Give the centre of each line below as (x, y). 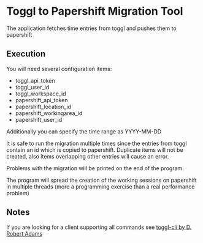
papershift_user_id (39, 119)
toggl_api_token (35, 80)
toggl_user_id (32, 87)
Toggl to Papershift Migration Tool (95, 11)
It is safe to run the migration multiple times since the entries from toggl (97, 143)
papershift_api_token (41, 100)
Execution (26, 54)
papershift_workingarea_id (49, 113)
